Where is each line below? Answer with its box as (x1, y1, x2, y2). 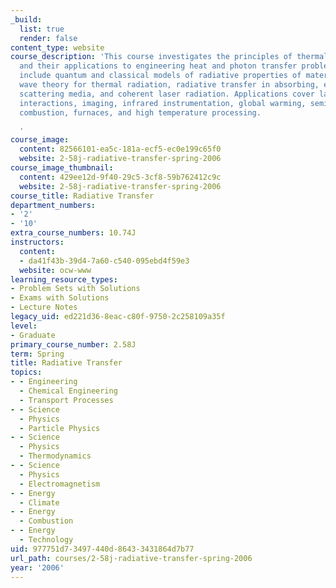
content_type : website (10, 42, 105, 53)
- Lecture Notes (10, 302, 78, 313)
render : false (19, 33, 78, 43)
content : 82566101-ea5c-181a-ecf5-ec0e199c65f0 (19, 144, 222, 155)
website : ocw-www (19, 265, 92, 275)
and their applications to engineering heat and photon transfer (19, 61, 298, 71)
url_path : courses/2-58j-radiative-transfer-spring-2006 (10, 553, 253, 563)
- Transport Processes (19, 395, 114, 405)
